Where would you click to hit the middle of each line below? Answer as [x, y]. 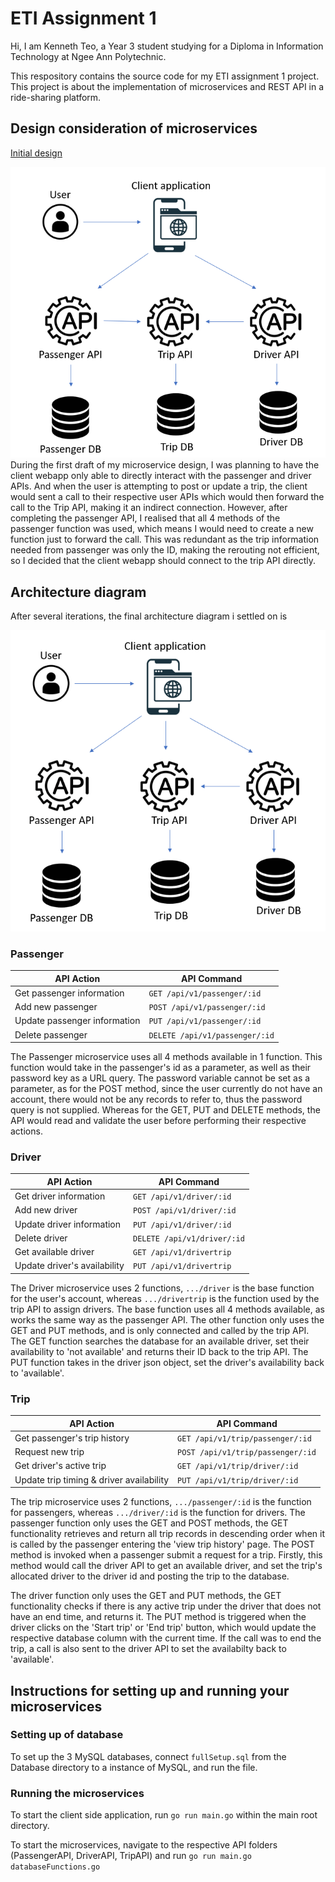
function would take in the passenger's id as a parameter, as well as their [161, 1068]
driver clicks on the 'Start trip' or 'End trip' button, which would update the [163, 1628]
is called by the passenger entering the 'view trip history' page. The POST [162, 1544]
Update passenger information [77, 1021]
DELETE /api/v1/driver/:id [188, 1238]
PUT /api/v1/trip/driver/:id [238, 1480]
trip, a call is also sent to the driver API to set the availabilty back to [148, 1649]
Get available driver [54, 1252]
